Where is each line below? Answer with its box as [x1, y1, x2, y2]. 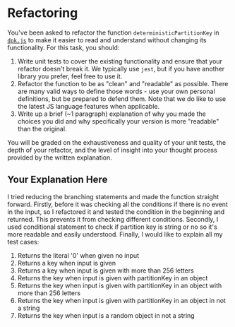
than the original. [17, 124, 67, 133]
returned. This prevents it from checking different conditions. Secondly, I [7, 215, 219, 223]
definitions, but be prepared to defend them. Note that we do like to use [17, 94, 227, 103]
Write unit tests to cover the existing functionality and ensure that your [17, 57, 222, 65]
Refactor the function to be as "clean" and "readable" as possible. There [17, 79, 229, 88]
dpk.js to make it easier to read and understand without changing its [7, 35, 207, 44]
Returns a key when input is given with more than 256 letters [17, 266, 194, 275]
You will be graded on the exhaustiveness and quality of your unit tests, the [7, 138, 227, 146]
